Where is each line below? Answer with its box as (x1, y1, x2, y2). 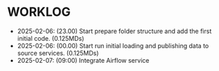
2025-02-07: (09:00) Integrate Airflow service (17, 56, 150, 64)
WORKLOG (7, 4, 71, 20)
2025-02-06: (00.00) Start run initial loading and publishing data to (17, 41, 209, 50)
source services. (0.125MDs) (17, 49, 99, 57)
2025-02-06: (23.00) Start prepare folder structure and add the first (17, 27, 212, 35)
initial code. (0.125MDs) (17, 34, 85, 42)
